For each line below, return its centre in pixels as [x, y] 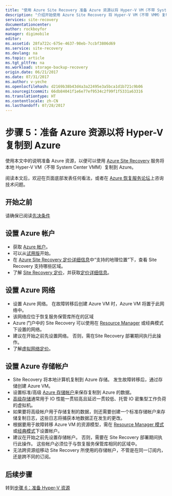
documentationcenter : [28, 24]
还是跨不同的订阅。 [33, 457]
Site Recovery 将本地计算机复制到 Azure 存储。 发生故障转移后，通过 [85, 380]
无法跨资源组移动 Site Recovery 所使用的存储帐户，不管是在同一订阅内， [89, 450]
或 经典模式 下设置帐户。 [37, 431]
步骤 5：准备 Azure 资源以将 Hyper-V [84, 133]
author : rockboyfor [26, 29]
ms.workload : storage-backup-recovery [47, 67]
